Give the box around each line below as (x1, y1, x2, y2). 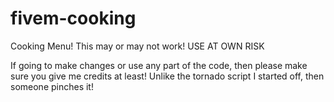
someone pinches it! (10, 80, 94, 92)
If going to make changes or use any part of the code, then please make (10, 59, 308, 71)
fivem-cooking (10, 7, 137, 30)
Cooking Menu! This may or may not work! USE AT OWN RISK (10, 40, 265, 52)
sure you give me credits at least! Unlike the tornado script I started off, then (10, 70, 325, 82)
